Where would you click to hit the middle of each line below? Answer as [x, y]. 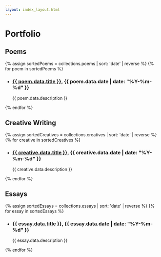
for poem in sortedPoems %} [34, 68]
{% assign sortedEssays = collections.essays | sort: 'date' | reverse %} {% [80, 206]
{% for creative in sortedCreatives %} [43, 140]
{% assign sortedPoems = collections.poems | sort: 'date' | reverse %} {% [80, 64]
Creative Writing [30, 123]
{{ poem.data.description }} [40, 98]
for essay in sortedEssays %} [35, 211]
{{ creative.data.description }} [42, 170]
